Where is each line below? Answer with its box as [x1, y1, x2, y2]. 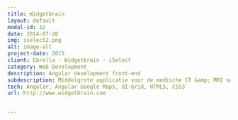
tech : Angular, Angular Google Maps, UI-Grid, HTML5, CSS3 [7, 83, 186, 90]
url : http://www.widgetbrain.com [7, 89, 106, 97]
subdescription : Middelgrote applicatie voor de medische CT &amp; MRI [7, 76, 223, 84]
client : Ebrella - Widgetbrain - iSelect [7, 57, 132, 64]
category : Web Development [7, 63, 87, 70]
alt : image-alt [7, 43, 52, 50]
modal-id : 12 [7, 23, 46, 31]
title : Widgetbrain [7, 10, 65, 18]
